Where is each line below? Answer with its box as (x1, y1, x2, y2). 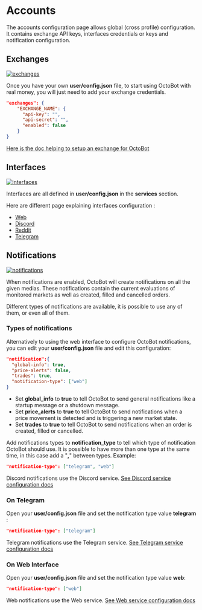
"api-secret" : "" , (22, 117, 69, 123)
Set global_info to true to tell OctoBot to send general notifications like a (14, 395, 196, 402)
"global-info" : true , (11, 361, 66, 368)
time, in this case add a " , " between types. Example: (6, 452, 136, 459)
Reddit (14, 226, 31, 234)
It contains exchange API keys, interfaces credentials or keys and (6, 30, 169, 37)
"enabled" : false (22, 122, 66, 129)
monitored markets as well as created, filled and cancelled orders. (6, 291, 170, 298)
